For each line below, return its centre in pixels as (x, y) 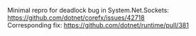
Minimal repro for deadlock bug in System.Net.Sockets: (88, 10)
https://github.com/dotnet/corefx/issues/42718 (76, 18)
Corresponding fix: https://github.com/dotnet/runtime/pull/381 (98, 25)
